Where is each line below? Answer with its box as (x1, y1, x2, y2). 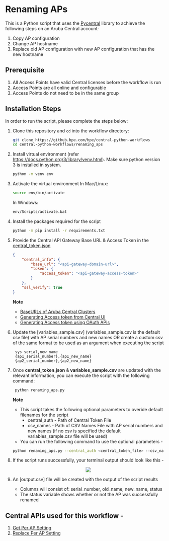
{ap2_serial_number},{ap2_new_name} (15, 358, 92, 363)
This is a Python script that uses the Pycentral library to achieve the (5, 20, 145, 26)
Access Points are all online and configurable (12, 85, 107, 91)
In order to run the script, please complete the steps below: (5, 118, 128, 124)
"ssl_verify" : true (22, 285, 63, 290)
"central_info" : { (22, 257, 60, 262)
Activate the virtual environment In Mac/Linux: (12, 181, 108, 187)
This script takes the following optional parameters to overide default (20, 406, 163, 412)
